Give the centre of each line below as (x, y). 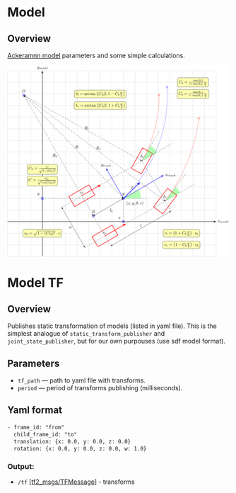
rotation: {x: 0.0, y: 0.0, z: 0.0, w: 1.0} (80, 448)
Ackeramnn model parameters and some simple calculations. (96, 55)
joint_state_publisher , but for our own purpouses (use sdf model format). (117, 341)
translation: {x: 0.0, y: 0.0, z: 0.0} (72, 441)
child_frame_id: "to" (46, 434)
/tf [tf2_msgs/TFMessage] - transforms (76, 482)
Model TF (35, 283)
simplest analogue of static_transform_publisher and (86, 334)
